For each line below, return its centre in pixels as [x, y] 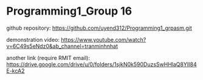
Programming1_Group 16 [69, 11]
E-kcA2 [15, 70]
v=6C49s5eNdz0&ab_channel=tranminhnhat [62, 46]
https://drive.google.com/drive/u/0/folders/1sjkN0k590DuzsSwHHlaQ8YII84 [101, 64]
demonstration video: [33, 39]
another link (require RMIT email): [48, 58]
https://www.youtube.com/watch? [103, 39]
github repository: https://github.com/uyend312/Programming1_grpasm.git [99, 28]
